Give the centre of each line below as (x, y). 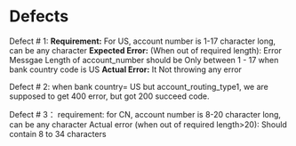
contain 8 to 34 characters (58, 134)
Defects (39, 16)
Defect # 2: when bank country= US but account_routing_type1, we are (139, 86)
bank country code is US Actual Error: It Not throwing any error (126, 69)
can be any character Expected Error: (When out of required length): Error (146, 50)
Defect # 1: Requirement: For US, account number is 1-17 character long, (143, 41)
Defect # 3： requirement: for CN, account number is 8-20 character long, (145, 114)
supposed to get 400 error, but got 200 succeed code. (110, 96)
